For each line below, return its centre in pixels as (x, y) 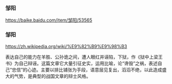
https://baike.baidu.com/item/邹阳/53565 (49, 20)
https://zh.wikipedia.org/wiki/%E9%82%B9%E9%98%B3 (66, 46)
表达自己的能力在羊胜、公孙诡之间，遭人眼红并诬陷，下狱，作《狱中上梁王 (84, 57)
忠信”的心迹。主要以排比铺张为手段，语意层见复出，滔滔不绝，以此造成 (87, 70)
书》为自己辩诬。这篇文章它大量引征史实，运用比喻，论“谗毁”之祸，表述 (82, 63)
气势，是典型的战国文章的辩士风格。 (52, 76)
